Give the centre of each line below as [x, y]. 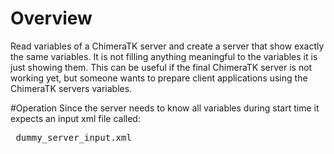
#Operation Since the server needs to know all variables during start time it [165, 108]
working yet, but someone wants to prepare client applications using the [159, 78]
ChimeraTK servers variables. [71, 88]
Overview [51, 18]
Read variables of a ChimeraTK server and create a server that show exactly [167, 46]
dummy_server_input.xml [73, 137]
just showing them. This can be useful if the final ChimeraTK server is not [161, 67]
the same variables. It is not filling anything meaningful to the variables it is [164, 56]
